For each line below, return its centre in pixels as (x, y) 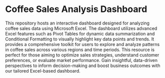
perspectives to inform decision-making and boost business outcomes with (83, 65)
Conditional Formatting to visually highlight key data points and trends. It (80, 39)
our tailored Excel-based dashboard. (43, 70)
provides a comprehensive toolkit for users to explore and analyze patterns (82, 44)
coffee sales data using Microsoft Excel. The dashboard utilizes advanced (81, 28)
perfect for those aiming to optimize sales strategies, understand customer (82, 55)
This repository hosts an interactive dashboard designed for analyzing (77, 23)
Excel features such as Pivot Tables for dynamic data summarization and (80, 33)
